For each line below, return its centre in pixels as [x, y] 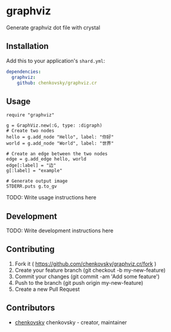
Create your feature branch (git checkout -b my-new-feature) [90, 270]
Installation [27, 46]
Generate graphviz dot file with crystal [53, 27]
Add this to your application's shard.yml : [56, 60]
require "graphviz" [30, 115]
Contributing [30, 249]
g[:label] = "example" [34, 171]
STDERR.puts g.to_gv [32, 186]
